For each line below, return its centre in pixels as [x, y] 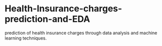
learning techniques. [26, 38]
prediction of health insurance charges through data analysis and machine [81, 33]
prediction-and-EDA [47, 19]
